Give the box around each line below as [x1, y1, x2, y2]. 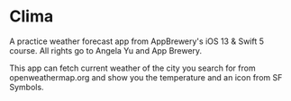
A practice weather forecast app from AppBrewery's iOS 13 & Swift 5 [9, 36, 264, 46]
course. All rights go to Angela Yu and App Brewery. [9, 45, 203, 55]
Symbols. [9, 81, 44, 92]
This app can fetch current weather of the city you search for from [9, 63, 256, 73]
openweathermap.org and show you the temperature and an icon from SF [9, 72, 283, 82]
